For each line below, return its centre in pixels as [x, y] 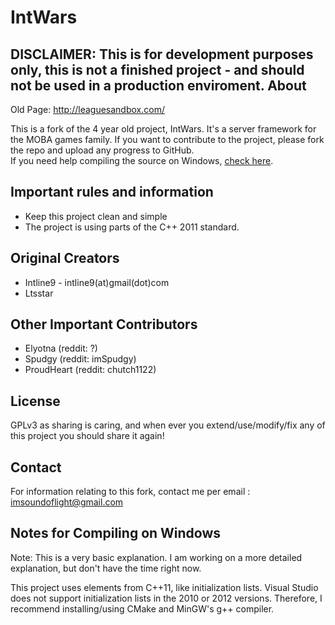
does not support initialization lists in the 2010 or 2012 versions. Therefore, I [166, 598]
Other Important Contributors [104, 324]
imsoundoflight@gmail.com [67, 502]
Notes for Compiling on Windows [116, 533]
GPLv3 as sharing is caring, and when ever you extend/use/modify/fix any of [168, 425]
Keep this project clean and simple [96, 216]
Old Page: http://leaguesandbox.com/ [87, 109]
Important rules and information [112, 192]
